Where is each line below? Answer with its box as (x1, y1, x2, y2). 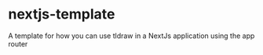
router (8, 39, 28, 48)
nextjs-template (8, 5, 115, 23)
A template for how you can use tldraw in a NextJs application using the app (8, 31, 255, 40)
